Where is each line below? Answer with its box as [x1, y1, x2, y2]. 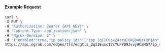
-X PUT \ [4, 20, 23, 25]
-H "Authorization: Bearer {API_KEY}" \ [4, 24, 89, 29]
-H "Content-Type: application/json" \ [4, 28, 87, 33]
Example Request [4, 4, 41, 10]
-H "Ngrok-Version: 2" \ [4, 33, 56, 38]
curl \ [4, 15, 18, 20]
